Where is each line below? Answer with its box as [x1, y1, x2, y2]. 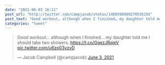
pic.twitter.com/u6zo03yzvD [17, 45, 75, 51]
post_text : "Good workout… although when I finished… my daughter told [5, 16, 155, 21]
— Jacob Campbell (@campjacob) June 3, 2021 [17, 55, 114, 61]
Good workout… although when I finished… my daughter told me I [17, 34, 150, 40]
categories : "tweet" [5, 21, 48, 26]
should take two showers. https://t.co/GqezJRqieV [17, 40, 119, 46]
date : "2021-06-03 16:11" [5, 7, 58, 12]
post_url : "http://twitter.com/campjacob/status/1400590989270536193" [5, 12, 153, 17]
